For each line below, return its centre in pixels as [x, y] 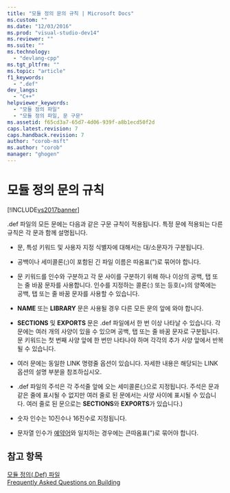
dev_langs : [23, 90]
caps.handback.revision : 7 [46, 135]
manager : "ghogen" [33, 154]
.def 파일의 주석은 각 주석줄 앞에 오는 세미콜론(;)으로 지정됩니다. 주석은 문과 [118, 386]
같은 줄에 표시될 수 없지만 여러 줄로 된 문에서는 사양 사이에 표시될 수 [107, 395]
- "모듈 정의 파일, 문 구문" [48, 116]
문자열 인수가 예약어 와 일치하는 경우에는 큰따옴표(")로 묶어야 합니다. [108, 432]
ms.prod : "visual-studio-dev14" [53, 33]
